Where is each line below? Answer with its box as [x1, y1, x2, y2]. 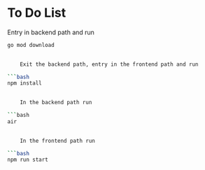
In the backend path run [20, 99, 92, 106]
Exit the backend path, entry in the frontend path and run [20, 61, 199, 68]
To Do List [7, 5, 66, 21]
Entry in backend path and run [7, 28, 94, 36]
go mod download [7, 41, 55, 48]
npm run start [7, 156, 49, 164]
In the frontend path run [20, 137, 96, 144]
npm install [7, 80, 42, 87]
